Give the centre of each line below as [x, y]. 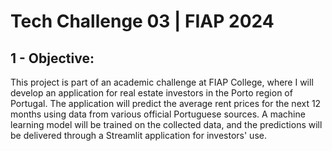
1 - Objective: [52, 58]
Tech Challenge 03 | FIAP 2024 [142, 21]
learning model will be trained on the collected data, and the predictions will [166, 124]
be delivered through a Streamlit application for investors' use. [138, 135]
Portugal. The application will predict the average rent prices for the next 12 [166, 103]
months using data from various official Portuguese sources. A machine [158, 114]
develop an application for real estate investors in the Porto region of [151, 93]
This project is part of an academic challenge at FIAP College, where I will [162, 82]
